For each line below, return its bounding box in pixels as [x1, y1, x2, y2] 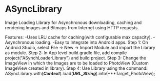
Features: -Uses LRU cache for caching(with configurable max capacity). [5, 34, 152, 40]
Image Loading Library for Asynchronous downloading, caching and [5, 20, 142, 25]
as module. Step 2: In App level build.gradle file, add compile [5, 50, 127, 56]
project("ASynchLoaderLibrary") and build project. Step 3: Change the [5, 55, 146, 61]
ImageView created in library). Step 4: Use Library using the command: [5, 65, 148, 71]
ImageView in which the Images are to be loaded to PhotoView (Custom [5, 60, 149, 66]
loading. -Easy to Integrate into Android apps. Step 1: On [35, 39, 148, 45]
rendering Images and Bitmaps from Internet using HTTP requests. [5, 24, 139, 30]
